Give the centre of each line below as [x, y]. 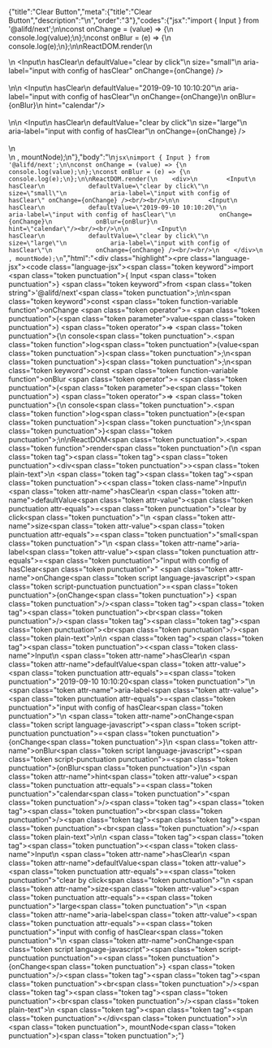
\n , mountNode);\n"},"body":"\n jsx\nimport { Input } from [109, 157]
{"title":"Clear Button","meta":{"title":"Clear [80, 12]
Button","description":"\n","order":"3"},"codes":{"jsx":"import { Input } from [134, 20]
